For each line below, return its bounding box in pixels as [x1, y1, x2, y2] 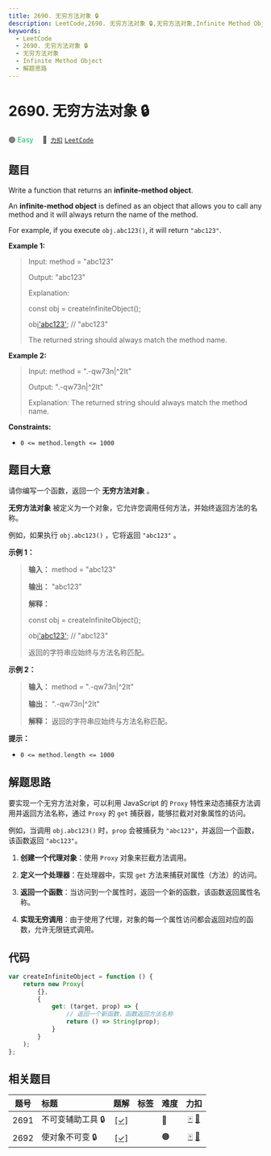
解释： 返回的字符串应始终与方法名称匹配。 [27, 717, 172, 726]
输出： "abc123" [27, 582, 82, 591]
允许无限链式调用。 [34, 925, 98, 934]
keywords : [8, 27, 42, 35]
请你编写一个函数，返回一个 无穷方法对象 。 [8, 486, 154, 496]
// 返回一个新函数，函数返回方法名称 [65, 1010, 173, 1018]
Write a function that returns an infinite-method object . [8, 185, 194, 195]
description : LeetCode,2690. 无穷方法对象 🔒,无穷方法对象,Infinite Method [8, 19, 251, 28]
